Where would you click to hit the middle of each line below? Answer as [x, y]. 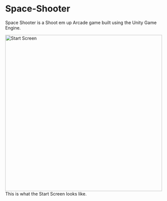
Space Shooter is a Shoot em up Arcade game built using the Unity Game [81, 22]
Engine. [13, 27]
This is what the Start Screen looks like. [46, 193]
